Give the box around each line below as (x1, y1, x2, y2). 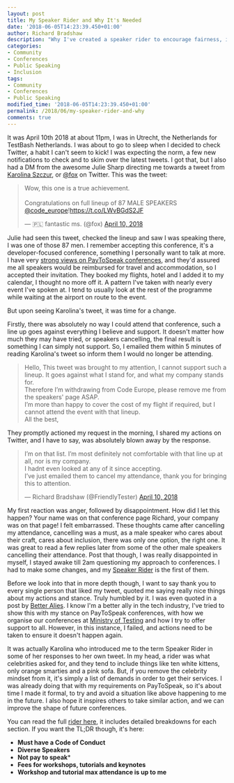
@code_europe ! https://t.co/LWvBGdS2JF (24, 206, 144, 214)
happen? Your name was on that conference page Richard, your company (7, 514, 219, 522)
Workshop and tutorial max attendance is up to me (17, 768, 167, 776)
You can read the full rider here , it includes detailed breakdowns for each (7, 717, 217, 726)
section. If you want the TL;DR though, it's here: (7, 724, 145, 733)
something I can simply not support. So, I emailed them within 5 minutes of (7, 342, 221, 350)
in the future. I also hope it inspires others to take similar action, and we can (7, 696, 224, 705)
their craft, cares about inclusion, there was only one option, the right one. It (7, 535, 226, 544)
